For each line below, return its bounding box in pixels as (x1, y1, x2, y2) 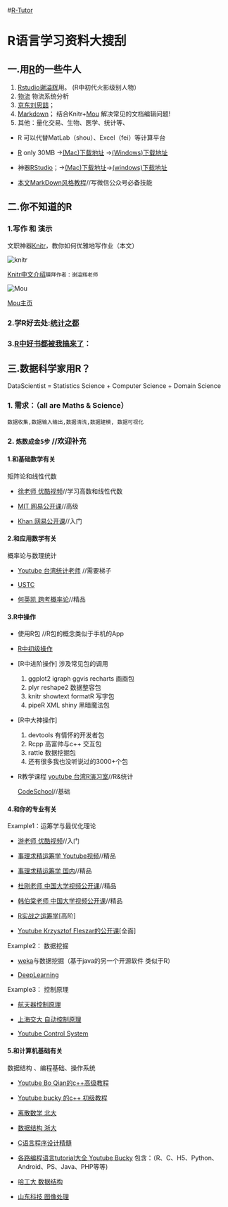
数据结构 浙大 (17, 1123, 57, 1132)
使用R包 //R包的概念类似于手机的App (17, 629, 125, 638)
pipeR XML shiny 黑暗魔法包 (27, 701, 110, 710)
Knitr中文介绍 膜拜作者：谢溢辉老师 (7, 269, 99, 278)
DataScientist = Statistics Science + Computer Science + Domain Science (7, 382, 222, 390)
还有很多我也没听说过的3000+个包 (27, 758, 128, 766)
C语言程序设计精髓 (17, 1139, 72, 1147)
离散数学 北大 (17, 1108, 57, 1117)
